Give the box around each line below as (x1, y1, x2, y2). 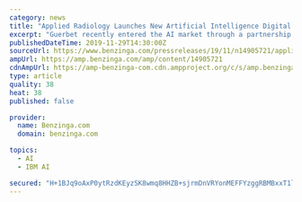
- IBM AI (17, 162, 50, 171)
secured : (9, 179, 42, 188)
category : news (9, 13, 67, 22)
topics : (9, 145, 39, 155)
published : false (9, 96, 75, 106)
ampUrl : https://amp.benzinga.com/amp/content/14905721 (9, 55, 223, 64)
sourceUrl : (9, 47, 50, 56)
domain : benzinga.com (17, 129, 99, 139)
